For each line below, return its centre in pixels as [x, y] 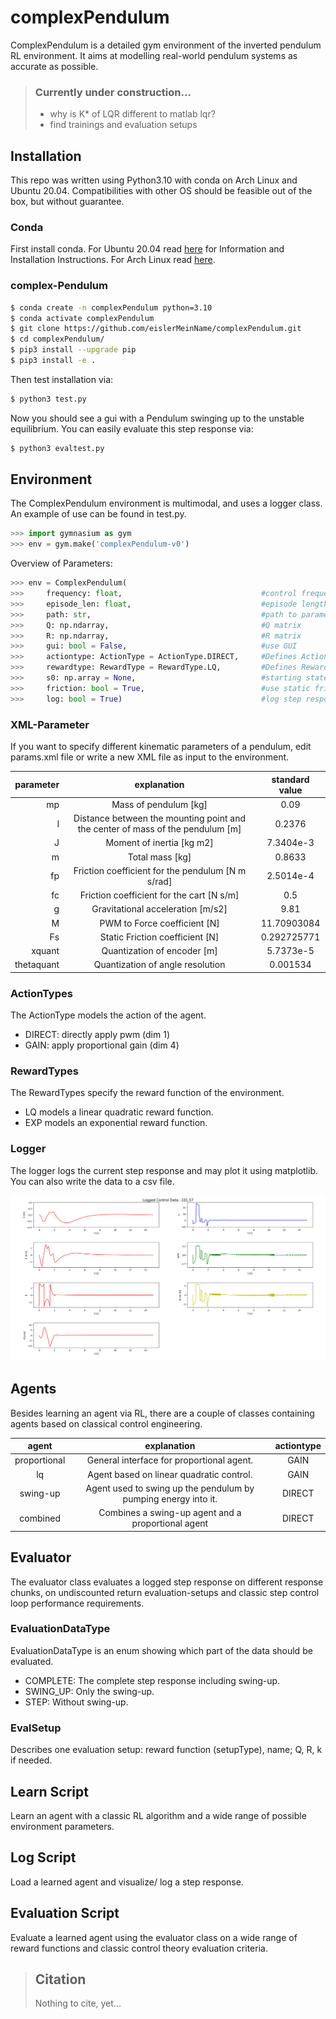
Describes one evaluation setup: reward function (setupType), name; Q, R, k [166, 1750]
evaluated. [32, 1661]
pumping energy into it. [170, 1498]
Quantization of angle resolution [159, 965]
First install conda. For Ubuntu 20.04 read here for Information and [147, 249]
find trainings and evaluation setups [123, 125]
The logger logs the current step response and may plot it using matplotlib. [164, 1170]
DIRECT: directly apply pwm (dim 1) [97, 1035]
